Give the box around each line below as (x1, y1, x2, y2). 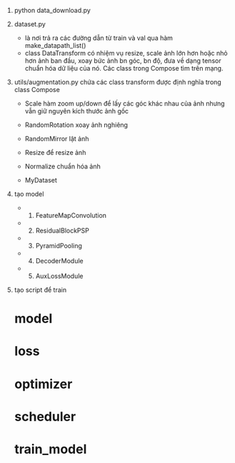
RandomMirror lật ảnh (24, 135, 89, 143)
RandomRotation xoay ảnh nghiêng (24, 121, 129, 129)
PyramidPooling (35, 242, 82, 250)
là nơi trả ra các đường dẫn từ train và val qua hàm (24, 34, 174, 42)
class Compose (14, 86, 61, 93)
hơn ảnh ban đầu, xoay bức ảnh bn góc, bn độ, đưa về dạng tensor (24, 56, 221, 65)
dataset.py (14, 20, 46, 28)
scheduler (14, 408, 76, 424)
